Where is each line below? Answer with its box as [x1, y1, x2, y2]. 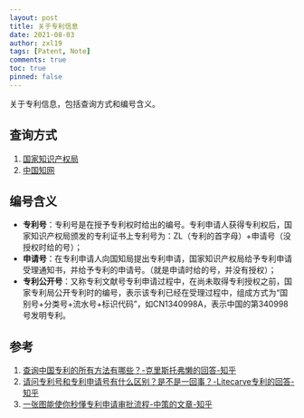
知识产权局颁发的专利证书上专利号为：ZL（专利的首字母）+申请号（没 [30, 230, 291, 241]
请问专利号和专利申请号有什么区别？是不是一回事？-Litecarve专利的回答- [22, 376, 295, 387]
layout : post [9, 13, 59, 23]
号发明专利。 [22, 310, 71, 321]
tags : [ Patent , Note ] [9, 47, 91, 56]
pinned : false [9, 73, 63, 82]
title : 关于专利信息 [9, 22, 79, 31]
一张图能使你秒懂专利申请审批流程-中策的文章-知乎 [22, 399, 213, 410]
